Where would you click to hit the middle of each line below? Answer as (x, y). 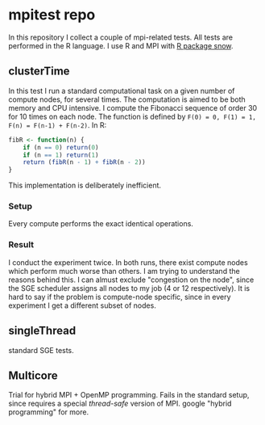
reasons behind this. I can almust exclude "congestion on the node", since (131, 280)
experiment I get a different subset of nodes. (83, 305)
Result (21, 245)
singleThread (42, 331)
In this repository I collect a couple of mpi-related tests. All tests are (121, 37)
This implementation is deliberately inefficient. (85, 185)
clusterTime (39, 72)
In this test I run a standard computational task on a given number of (122, 90)
